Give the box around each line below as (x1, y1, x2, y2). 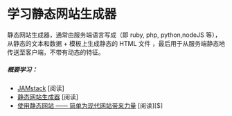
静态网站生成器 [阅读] (17, 92, 78, 101)
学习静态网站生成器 (7, 6, 117, 22)
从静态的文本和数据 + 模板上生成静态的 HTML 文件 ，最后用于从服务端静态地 (7, 39, 225, 47)
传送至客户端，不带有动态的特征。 (7, 48, 105, 56)
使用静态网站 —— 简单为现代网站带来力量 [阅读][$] (17, 101, 163, 110)
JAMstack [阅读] (17, 84, 64, 92)
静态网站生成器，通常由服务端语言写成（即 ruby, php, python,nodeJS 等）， (7, 31, 222, 39)
